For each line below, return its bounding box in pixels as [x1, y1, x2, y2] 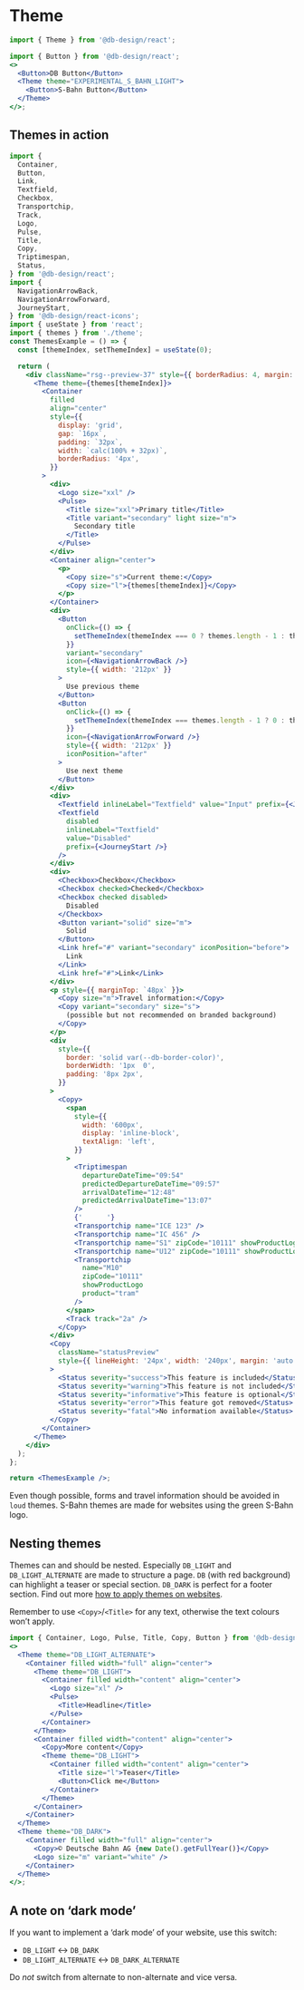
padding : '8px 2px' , [66, 1070, 144, 1079]
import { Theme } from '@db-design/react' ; [9, 35, 176, 44]
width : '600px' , [81, 1121, 144, 1130]
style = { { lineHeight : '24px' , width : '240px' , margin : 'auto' [57, 1356, 298, 1365]
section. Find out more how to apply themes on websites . [9, 1588, 223, 1600]
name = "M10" [81, 1264, 124, 1273]
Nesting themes [9, 1536, 101, 1551]
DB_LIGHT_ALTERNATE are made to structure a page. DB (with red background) [9, 1569, 291, 1580]
